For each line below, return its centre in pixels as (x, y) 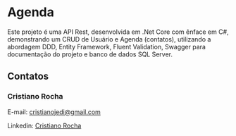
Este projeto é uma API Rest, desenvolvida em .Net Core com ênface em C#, (118, 32)
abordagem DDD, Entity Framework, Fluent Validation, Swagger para (107, 47)
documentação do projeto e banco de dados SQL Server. (90, 54)
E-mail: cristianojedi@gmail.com (54, 112)
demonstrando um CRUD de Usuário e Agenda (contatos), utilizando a (109, 39)
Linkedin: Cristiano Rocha (44, 125)
